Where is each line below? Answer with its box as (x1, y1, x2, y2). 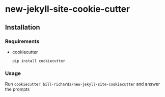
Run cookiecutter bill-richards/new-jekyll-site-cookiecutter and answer (5, 81, 160, 87)
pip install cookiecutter (12, 58, 65, 64)
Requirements (5, 38, 40, 45)
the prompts (5, 86, 30, 92)
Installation (5, 23, 40, 32)
